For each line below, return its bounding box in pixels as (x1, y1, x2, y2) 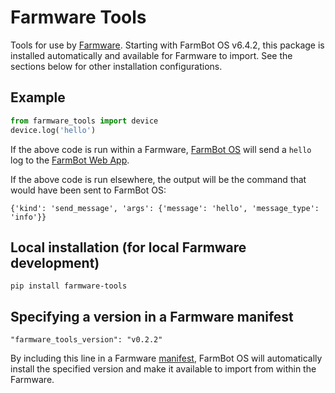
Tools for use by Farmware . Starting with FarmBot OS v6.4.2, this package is (10, 39, 325, 51)
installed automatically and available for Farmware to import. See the (10, 49, 293, 61)
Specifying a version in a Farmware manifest (10, 308, 294, 325)
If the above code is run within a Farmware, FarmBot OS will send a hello (10, 143, 312, 155)
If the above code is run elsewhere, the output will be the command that (10, 173, 307, 185)
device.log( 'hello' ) (10, 125, 97, 135)
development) (10, 254, 100, 271)
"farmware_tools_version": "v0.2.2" (10, 335, 163, 345)
